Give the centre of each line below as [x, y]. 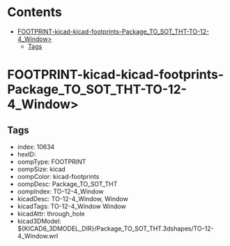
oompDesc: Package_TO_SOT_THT [67, 184]
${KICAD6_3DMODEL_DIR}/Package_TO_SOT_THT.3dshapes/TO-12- [115, 229]
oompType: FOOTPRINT [52, 161]
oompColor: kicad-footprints [58, 176]
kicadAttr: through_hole [51, 213]
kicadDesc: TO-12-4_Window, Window [73, 198]
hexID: [26, 154]
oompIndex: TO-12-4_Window [60, 191]
